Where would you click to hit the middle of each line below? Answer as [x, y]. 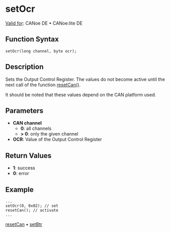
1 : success [24, 168]
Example [20, 190]
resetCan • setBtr [24, 224]
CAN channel [27, 123]
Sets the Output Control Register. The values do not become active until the [85, 79]
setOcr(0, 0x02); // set [32, 206]
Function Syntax [32, 39]
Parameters [24, 111]
